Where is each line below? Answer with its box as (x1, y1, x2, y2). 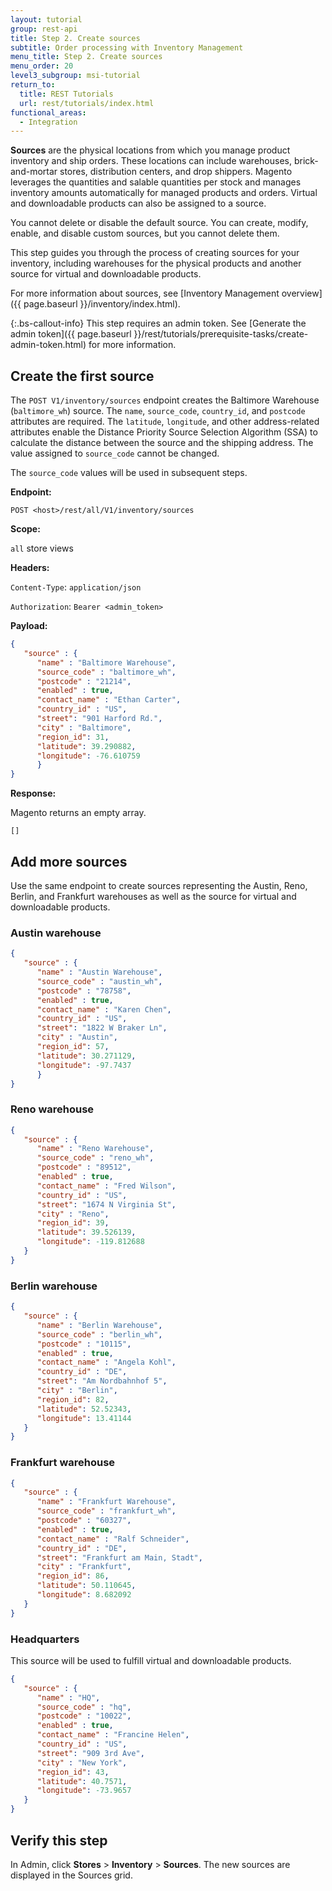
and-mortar (10, 166, 58, 178)
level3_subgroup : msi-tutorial (10, 71, 141, 81)
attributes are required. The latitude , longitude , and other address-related (10, 416, 320, 428)
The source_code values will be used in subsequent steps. (10, 467, 248, 479)
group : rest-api (10, 24, 78, 34)
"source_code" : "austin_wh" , (36, 976, 163, 986)
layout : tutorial (10, 14, 83, 25)
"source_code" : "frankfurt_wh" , (36, 1506, 177, 1516)
